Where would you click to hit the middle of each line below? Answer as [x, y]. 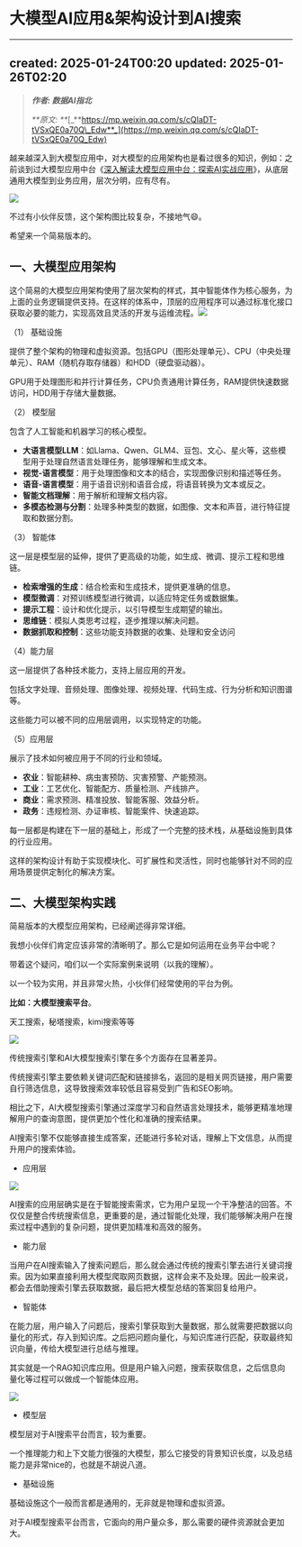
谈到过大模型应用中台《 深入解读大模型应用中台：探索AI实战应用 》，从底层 [153, 169]
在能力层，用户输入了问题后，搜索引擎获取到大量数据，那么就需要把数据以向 [151, 1326]
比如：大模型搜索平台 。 [53, 1002]
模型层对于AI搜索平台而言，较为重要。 [80, 1434]
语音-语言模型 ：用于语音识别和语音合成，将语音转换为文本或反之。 [147, 484]
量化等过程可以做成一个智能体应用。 [76, 1379]
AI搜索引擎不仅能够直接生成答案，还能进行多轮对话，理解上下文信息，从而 [147, 1138]
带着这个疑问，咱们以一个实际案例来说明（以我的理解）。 [114, 965]
